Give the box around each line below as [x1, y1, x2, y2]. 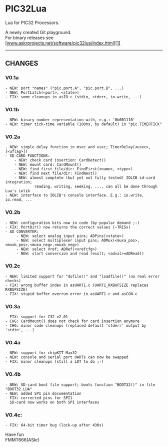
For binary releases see [5, 35, 54, 41]
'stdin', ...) [5, 328, 35, 333]
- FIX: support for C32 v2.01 [5, 314, 68, 320]
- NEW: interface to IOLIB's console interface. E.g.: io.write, [5, 193, 144, 198]
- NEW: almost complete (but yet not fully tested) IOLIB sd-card [14, 175, 155, 180]
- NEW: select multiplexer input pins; [16, 238, 99, 243]
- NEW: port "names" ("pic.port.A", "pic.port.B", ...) [5, 86, 124, 91]
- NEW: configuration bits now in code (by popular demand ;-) [5, 220, 140, 226]
